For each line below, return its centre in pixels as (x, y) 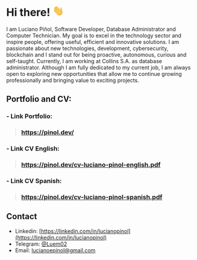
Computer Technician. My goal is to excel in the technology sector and (94, 36)
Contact (22, 216)
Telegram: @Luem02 (41, 244)
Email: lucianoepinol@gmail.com (55, 250)
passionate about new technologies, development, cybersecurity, (87, 48)
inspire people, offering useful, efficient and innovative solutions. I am (93, 42)
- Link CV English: (33, 149)
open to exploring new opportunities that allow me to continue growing (94, 74)
